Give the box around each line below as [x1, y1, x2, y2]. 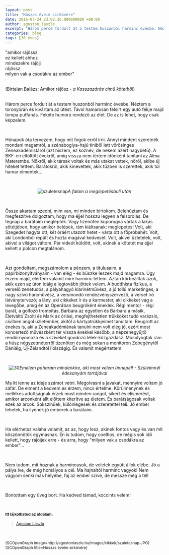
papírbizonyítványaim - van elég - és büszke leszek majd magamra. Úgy [5, 270, 155, 276]
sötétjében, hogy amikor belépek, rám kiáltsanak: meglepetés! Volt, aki [5, 224, 152, 230]
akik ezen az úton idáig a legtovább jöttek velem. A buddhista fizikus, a [5, 281, 152, 287]
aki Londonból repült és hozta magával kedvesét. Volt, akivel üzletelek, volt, [5, 234, 162, 240]
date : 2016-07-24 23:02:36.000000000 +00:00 [5, 17, 100, 22]
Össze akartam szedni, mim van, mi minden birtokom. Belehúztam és [5, 208, 148, 214]
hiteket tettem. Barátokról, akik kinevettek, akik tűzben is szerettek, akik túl [5, 163, 160, 169]
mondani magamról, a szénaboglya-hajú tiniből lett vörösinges [5, 142, 134, 148]
